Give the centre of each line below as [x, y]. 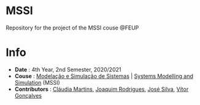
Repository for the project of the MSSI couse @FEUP [72, 28]
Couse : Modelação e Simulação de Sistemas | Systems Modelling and [104, 76]
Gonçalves [28, 95]
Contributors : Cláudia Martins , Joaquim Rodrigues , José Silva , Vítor [102, 89]
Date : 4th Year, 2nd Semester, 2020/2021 [68, 69]
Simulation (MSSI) [37, 82]
